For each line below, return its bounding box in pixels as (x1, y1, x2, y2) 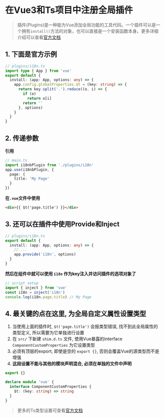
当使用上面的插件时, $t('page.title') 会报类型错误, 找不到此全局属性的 (12, 323, 158, 330)
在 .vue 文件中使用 (5, 195, 41, 201)
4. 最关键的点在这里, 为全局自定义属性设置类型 (5, 309, 147, 318)
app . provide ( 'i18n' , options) (14, 252, 77, 257)
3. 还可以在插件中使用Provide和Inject (5, 220, 120, 229)
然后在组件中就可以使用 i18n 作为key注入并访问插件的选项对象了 (5, 271, 136, 277)
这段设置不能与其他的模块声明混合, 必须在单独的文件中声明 (12, 360, 132, 367)
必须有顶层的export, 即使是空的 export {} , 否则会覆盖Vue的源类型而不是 (12, 348, 160, 355)
